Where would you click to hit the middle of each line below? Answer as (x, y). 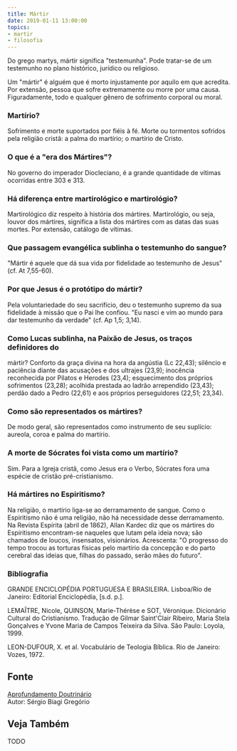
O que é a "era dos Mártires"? (60, 157)
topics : (19, 27)
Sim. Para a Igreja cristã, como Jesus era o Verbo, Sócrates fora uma (109, 468)
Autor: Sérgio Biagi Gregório (49, 701)
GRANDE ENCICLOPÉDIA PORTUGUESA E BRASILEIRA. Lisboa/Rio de (110, 589)
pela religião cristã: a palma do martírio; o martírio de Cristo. (95, 139)
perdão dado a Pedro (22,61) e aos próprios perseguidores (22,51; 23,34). (116, 393)
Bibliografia (28, 574)
